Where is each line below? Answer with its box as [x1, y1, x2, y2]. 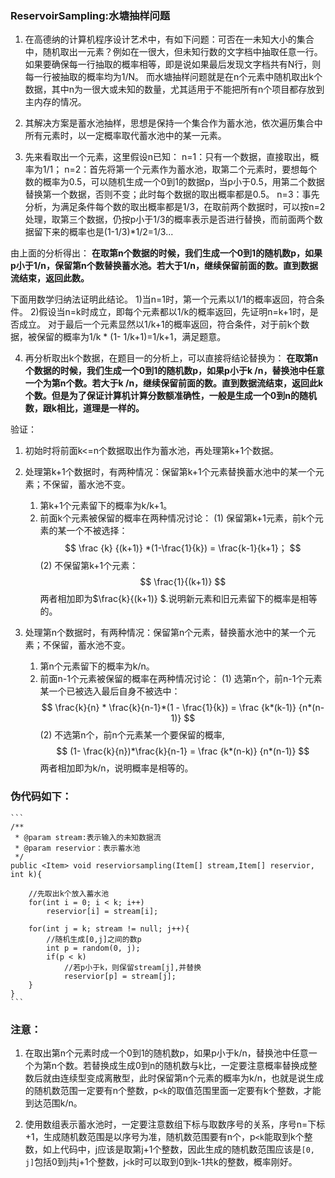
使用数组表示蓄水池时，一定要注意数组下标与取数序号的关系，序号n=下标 [24, 1118, 326, 1130]
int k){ [10, 869, 43, 879]
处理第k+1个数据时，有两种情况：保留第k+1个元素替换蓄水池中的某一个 [24, 466, 316, 478]
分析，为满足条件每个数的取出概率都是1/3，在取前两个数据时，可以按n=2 [24, 201, 326, 213]
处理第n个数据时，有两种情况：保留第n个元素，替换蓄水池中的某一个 [24, 627, 308, 639]
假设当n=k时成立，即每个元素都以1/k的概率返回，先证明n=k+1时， [38, 306, 310, 318]
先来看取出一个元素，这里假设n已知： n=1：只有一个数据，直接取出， [24, 151, 311, 163]
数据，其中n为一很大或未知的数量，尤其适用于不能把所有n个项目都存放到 [24, 83, 325, 96]
